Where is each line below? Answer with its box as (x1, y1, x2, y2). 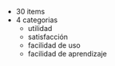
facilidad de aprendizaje (27, 49, 108, 58)
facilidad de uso (27, 41, 81, 50)
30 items (15, 7, 46, 16)
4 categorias (15, 15, 58, 25)
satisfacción (27, 32, 69, 41)
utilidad (27, 24, 53, 33)
